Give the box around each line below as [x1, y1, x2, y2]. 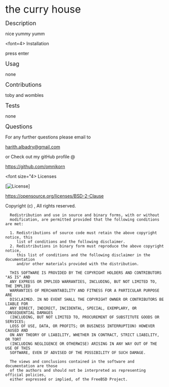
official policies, [5, 372, 47, 377]
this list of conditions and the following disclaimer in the [16, 253, 151, 258]
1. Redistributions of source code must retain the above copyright [10, 230, 157, 235]
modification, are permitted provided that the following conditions [10, 217, 159, 222]
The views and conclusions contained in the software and [10, 359, 135, 364]
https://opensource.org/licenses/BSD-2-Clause [5, 193, 104, 199]
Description [5, 20, 36, 27]
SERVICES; [5, 319, 26, 324]
